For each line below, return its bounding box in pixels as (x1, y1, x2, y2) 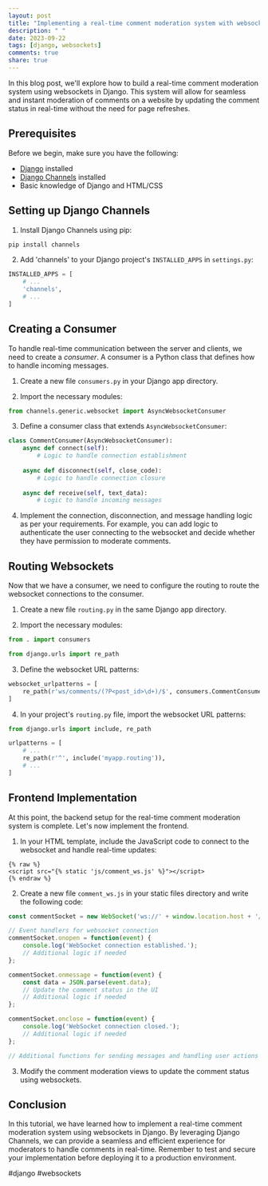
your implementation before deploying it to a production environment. (8, 1153, 237, 1163)
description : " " (8, 26, 66, 34)
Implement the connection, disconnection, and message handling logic (19, 511, 253, 521)
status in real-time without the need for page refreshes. (8, 103, 191, 113)
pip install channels (8, 241, 81, 249)
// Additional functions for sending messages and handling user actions (8, 1052, 259, 1060)
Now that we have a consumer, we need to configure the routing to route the (8, 581, 260, 590)
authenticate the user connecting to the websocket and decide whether (19, 528, 255, 537)
